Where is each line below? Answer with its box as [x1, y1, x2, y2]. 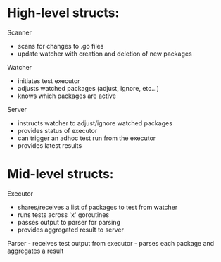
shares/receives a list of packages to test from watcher [17, 203, 178, 211]
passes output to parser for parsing [17, 218, 121, 226]
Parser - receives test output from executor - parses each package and [7, 239, 215, 247]
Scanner [7, 28, 32, 37]
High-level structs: [7, 5, 120, 21]
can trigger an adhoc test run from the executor [17, 134, 156, 142]
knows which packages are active [17, 92, 116, 100]
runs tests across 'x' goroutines [17, 210, 110, 219]
